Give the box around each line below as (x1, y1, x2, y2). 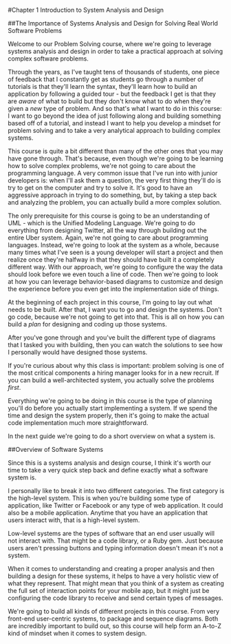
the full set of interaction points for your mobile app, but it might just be (8, 587, 210, 594)
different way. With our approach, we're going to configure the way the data (8, 263, 223, 271)
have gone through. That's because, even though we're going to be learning (8, 154, 224, 163)
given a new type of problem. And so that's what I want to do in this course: (8, 105, 222, 112)
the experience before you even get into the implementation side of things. (8, 285, 219, 293)
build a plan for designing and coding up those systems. (8, 320, 167, 328)
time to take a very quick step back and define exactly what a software (8, 466, 208, 474)
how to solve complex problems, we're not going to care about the (8, 162, 196, 169)
